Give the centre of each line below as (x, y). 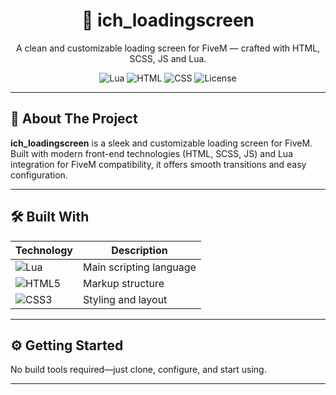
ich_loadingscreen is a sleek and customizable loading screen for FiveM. (161, 143)
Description (139, 250)
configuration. (39, 175)
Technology (44, 250)
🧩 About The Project (74, 119)
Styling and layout (125, 299)
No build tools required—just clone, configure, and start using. (138, 370)
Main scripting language (140, 267)
